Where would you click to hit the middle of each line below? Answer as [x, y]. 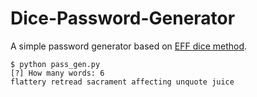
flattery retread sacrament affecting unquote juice [122, 82]
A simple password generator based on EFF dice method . [129, 46]
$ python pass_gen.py [55, 64]
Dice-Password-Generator [123, 18]
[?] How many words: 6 [57, 73]
